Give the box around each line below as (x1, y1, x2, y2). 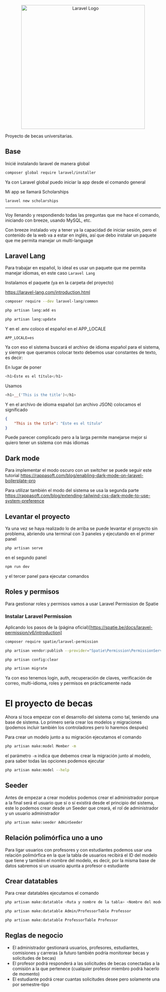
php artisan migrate (5, 666, 48, 671)
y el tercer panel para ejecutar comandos (5, 573, 89, 579)
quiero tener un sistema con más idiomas (5, 439, 89, 446)
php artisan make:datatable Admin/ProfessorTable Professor (5, 909, 132, 914)
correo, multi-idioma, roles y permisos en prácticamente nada (5, 680, 131, 686)
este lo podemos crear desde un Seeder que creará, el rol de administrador (5, 805, 159, 811)
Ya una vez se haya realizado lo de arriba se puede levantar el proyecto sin (5, 526, 158, 531)
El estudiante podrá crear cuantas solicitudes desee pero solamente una (12, 976, 160, 982)
